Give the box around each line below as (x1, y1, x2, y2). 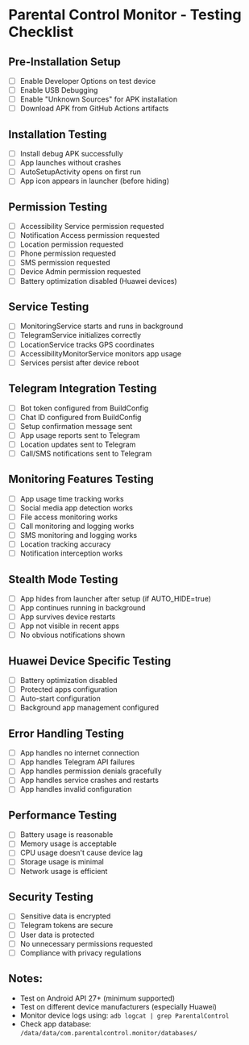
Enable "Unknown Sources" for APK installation (19, 94, 178, 104)
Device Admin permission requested (19, 267, 141, 277)
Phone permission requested (19, 248, 117, 259)
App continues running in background (19, 603, 147, 612)
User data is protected (19, 930, 95, 939)
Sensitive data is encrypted (19, 911, 111, 921)
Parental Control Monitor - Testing (8, 6, 242, 24)
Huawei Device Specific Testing (8, 654, 172, 668)
